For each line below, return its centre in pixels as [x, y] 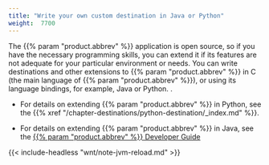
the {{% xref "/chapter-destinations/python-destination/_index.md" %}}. [139, 112]
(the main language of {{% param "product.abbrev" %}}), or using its [122, 80]
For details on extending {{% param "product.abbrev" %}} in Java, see [137, 128]
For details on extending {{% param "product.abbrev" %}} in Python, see [141, 104]
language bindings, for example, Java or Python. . [90, 88]
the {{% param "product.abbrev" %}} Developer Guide [110, 136]
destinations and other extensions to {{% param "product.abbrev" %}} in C [132, 71]
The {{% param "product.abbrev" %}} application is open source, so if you [132, 46]
